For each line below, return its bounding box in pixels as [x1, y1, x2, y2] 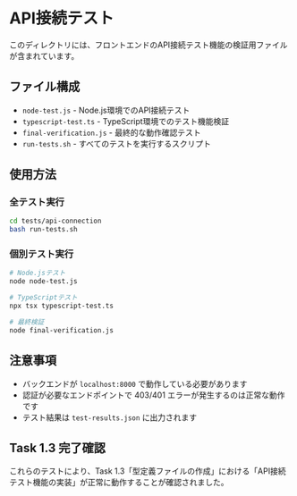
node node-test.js [9, 277, 78, 286]
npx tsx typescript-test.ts [9, 301, 115, 311]
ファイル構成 [9, 80, 81, 95]
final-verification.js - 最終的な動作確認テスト [21, 127, 201, 138]
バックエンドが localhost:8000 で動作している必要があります [21, 378, 248, 389]
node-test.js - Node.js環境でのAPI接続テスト [21, 105, 191, 115]
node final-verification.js [9, 325, 115, 335]
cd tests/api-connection [9, 216, 102, 226]
